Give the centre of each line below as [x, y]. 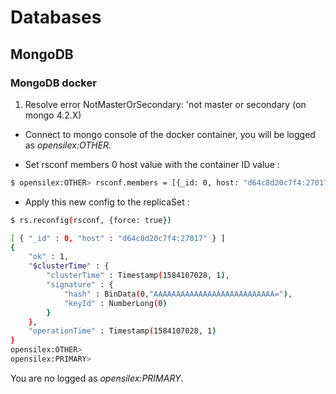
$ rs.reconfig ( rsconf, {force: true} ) [91, 220]
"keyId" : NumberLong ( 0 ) [115, 303]
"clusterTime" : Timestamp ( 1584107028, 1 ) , [138, 276]
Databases [56, 17]
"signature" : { [80, 285]
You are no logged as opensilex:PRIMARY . [97, 378]
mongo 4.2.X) [53, 115]
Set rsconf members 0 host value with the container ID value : [152, 164]
